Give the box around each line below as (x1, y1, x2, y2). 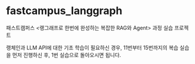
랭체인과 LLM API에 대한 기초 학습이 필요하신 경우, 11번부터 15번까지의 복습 (6, 44, 179, 51)
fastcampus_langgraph (6, 4, 123, 18)
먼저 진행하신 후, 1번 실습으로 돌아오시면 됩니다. (12, 51, 121, 58)
